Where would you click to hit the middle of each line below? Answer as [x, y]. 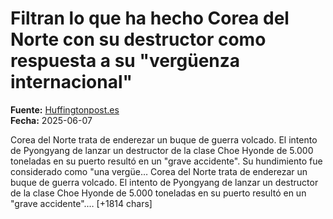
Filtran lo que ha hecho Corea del [150, 18]
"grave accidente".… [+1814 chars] [81, 203]
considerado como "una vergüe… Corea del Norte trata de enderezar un [159, 171]
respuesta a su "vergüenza [125, 61]
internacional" [71, 82]
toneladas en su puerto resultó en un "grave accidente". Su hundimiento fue [166, 161]
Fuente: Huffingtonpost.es [65, 109]
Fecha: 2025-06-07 [51, 120]
